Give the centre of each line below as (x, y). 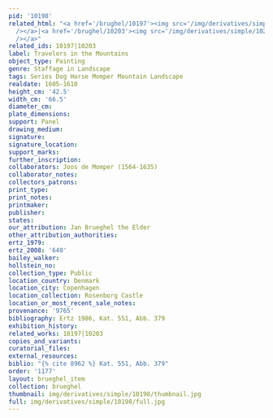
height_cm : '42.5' (39, 91)
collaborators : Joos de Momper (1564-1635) (83, 168)
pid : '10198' (30, 16)
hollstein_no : (32, 265)
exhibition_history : (43, 326)
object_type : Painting (47, 62)
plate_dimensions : (39, 115)
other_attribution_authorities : (63, 235)
